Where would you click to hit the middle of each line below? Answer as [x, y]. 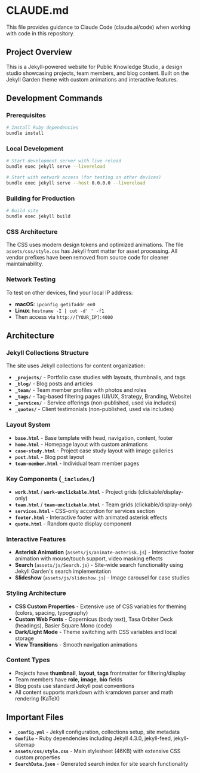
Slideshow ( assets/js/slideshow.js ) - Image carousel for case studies [102, 578]
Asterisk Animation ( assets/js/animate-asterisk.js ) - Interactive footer [104, 552]
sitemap [24, 744]
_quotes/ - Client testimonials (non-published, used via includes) [94, 409]
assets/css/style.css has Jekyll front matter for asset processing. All [92, 251]
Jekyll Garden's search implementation [63, 571]
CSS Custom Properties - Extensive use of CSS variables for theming [101, 606]
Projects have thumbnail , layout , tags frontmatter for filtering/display [100, 673]
